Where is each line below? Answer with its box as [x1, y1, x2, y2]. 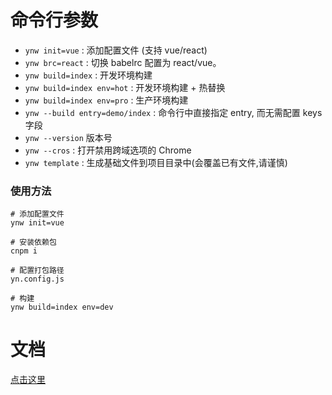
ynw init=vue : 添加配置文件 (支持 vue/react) [24, 44, 208, 56]
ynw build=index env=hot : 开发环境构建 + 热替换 [24, 81, 226, 93]
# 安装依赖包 [10, 237, 57, 248]
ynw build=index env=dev [10, 302, 114, 313]
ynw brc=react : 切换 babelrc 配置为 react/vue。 [24, 56, 222, 68]
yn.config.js [10, 274, 65, 285]
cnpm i [10, 246, 38, 256]
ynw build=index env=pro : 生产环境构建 [24, 94, 189, 106]
